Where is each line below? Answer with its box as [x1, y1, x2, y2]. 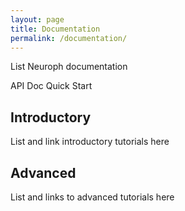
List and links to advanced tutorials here [10, 191, 175, 203]
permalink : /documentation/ [10, 33, 128, 43]
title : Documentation [10, 24, 101, 34]
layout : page [10, 14, 65, 25]
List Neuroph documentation [10, 61, 128, 73]
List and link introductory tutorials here [10, 136, 170, 148]
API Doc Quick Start [10, 80, 93, 92]
